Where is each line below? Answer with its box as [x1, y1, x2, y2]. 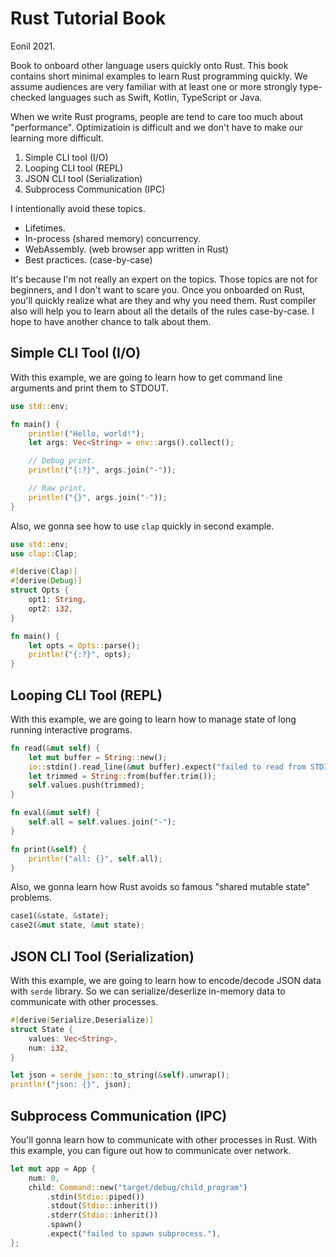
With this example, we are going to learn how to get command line [10, 371, 283, 383]
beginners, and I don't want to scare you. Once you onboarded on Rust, [10, 283, 306, 296]
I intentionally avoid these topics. [10, 202, 146, 214]
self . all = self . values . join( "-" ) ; [28, 817, 177, 827]
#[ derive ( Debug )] [10, 576, 83, 586]
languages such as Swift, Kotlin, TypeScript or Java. [48, 91, 263, 103]
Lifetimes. [24, 222, 66, 234]
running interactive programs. [10, 723, 133, 736]
